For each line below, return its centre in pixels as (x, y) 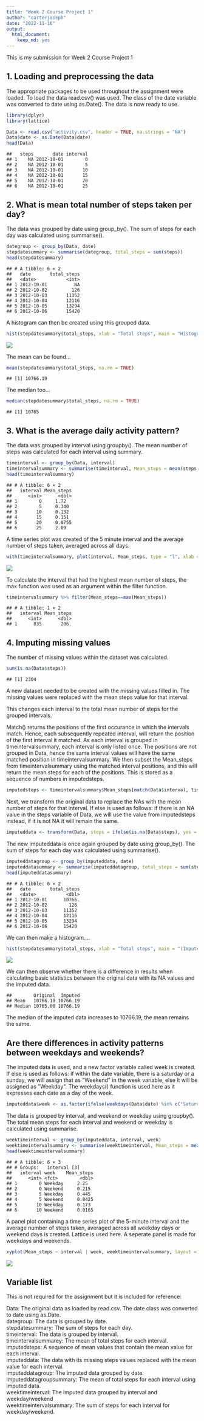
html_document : (31, 35)
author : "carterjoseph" (36, 18)
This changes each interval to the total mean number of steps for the (92, 709)
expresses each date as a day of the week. (60, 1093)
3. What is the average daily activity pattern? (93, 431)
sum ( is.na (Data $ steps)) (36, 669)
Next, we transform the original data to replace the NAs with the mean (94, 802)
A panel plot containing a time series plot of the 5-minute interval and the (98, 1221)
